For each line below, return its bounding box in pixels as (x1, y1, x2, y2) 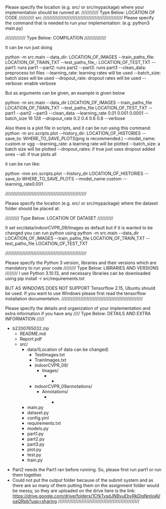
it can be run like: (5, 161, 41, 167)
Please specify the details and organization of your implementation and (5, 305, 151, 311)
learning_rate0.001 (5, 181, 43, 187)
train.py (27, 457, 43, 463)
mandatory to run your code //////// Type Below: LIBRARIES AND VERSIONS (5, 265, 159, 271)
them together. (12, 472, 43, 478)
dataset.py (27, 410, 49, 415)
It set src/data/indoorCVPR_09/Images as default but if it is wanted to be (5, 225, 153, 230)
